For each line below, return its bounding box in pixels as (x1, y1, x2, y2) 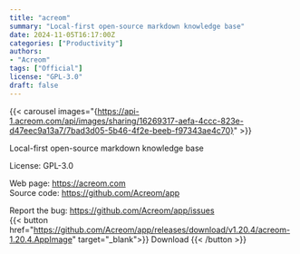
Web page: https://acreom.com (9, 178, 126, 189)
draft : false (9, 81, 59, 90)
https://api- (97, 105, 140, 116)
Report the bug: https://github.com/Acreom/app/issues (9, 205, 215, 216)
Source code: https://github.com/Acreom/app (9, 187, 180, 198)
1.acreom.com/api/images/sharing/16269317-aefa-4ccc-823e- (9, 115, 245, 126)
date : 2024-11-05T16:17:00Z (9, 30, 116, 39)
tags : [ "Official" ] (9, 64, 83, 73)
